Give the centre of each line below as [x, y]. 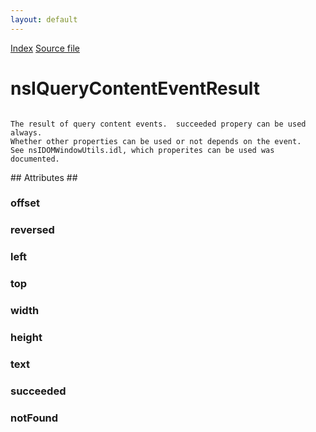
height [26, 338]
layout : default [44, 19]
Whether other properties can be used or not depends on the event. [156, 141]
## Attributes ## [44, 177]
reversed [32, 230]
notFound [34, 418]
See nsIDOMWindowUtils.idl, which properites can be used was [142, 150]
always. [26, 132]
